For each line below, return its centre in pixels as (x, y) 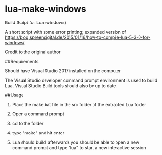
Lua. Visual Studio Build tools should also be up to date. (61, 85)
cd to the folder (28, 123)
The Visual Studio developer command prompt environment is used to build (81, 80)
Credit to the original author (33, 52)
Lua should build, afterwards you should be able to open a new (76, 142)
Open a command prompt (38, 114)
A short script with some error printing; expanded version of (66, 32)
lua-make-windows (46, 9)
